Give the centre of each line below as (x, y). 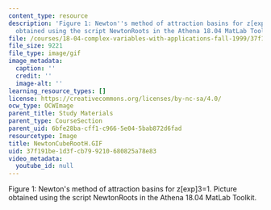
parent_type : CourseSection (56, 121)
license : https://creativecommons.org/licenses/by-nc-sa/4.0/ (115, 99)
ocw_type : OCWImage (41, 106)
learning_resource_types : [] (57, 91)
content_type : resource (48, 16)
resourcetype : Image (43, 136)
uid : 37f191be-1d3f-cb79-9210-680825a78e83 (83, 151)
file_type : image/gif (45, 53)
